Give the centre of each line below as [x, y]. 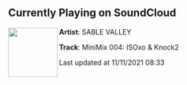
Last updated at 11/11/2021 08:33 [112, 62]
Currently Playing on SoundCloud [92, 13]
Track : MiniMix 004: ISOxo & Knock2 [119, 47]
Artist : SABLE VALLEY [95, 31]
